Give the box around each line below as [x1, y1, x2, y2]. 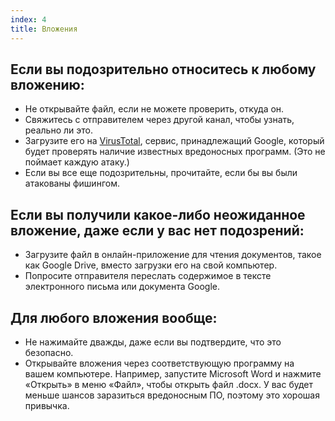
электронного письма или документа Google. [24, 281, 220, 293]
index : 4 [10, 14, 47, 25]
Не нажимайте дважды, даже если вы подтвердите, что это [24, 336, 282, 348]
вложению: [10, 76, 85, 93]
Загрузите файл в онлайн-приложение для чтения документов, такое [24, 249, 322, 261]
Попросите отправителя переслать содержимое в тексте [24, 270, 272, 282]
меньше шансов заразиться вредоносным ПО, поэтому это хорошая [24, 389, 320, 401]
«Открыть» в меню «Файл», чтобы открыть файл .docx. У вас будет [24, 378, 314, 390]
